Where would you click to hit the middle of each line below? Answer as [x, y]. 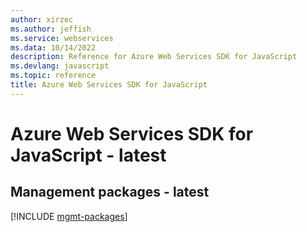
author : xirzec [42, 19]
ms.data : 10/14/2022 [53, 47]
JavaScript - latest [88, 155]
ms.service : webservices [62, 38]
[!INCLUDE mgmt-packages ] [69, 216]
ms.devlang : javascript [60, 66]
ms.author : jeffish [51, 29]
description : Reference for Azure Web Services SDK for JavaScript [154, 57]
